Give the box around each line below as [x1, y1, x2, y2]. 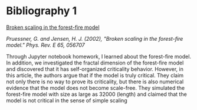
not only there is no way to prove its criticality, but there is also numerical [6, 78, 184, 85]
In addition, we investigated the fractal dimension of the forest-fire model [6, 59, 184, 66]
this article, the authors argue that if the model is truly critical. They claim [6, 72, 184, 79]
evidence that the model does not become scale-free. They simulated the [6, 84, 185, 91]
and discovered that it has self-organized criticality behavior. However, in [6, 65, 184, 72]
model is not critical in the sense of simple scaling [6, 96, 128, 104]
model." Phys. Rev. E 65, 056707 [6, 41, 85, 48]
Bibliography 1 [6, 4, 77, 18]
